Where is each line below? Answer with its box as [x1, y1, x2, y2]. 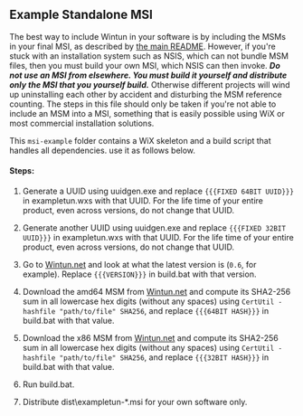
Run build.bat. [22, 379, 75, 390]
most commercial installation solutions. [9, 118, 155, 128]
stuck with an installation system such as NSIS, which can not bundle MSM [9, 50, 289, 61]
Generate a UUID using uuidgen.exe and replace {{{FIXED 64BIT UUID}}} [22, 185, 294, 197]
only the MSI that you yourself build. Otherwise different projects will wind [9, 79, 291, 90]
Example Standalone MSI [9, 7, 154, 23]
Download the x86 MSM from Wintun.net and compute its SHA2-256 [22, 333, 279, 344]
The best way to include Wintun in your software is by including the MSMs [9, 31, 287, 42]
